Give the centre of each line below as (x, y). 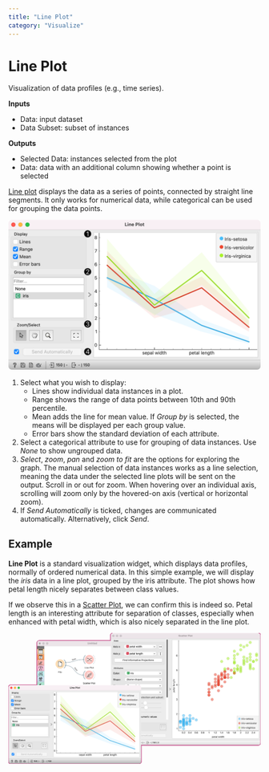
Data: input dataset (51, 120)
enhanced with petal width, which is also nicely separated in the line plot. (129, 621)
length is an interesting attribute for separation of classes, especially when (131, 613)
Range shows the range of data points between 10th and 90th (134, 399)
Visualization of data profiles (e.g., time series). (86, 88)
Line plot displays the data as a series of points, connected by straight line (131, 192)
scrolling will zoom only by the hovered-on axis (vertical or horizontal (134, 493)
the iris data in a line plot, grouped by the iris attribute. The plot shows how (132, 580)
